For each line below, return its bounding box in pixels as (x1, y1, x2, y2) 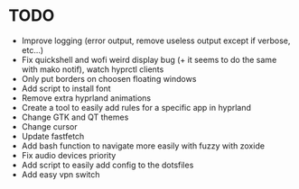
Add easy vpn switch (21, 168, 100, 180)
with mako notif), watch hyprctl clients (21, 64, 164, 75)
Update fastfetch (21, 130, 85, 141)
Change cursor (21, 121, 78, 131)
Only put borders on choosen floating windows (21, 73, 197, 84)
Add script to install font (21, 83, 111, 94)
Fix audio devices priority (21, 149, 117, 160)
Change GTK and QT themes (21, 112, 129, 122)
